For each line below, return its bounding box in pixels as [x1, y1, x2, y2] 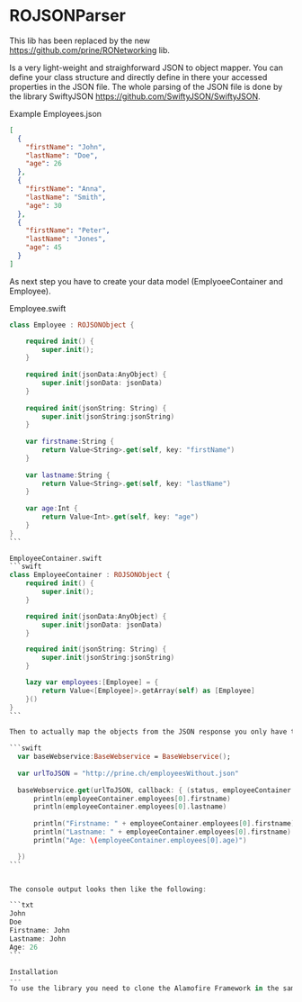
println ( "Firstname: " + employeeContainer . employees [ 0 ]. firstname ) [32, 819, 296, 828]
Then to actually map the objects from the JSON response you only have [9, 727, 288, 736]
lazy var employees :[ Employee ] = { [25, 678, 159, 687]
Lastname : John [9, 934, 67, 943]
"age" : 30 [25, 201, 63, 210]
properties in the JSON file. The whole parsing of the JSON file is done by [9, 81, 283, 92]
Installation [9, 967, 58, 977]
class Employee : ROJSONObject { [9, 320, 135, 329]
